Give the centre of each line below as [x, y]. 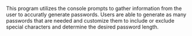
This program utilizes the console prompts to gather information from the [94, 8]
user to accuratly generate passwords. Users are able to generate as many [96, 15]
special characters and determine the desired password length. [83, 27]
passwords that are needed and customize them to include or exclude [90, 21]
